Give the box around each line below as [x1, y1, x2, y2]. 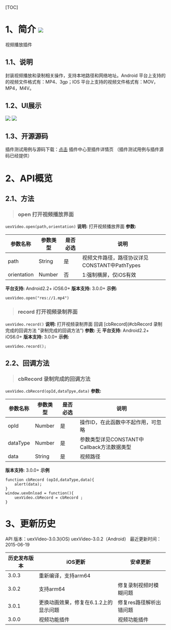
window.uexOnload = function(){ [5, 491, 74, 496]
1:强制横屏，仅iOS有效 [82, 271, 136, 279]
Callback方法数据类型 [79, 444, 131, 451]
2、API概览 [5, 173, 53, 184]
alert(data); [14, 482, 42, 487]
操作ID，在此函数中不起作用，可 [79, 419, 157, 426]
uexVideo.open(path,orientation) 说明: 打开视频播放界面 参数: [5, 224, 136, 230]
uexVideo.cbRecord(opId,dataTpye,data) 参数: [5, 388, 102, 394]
